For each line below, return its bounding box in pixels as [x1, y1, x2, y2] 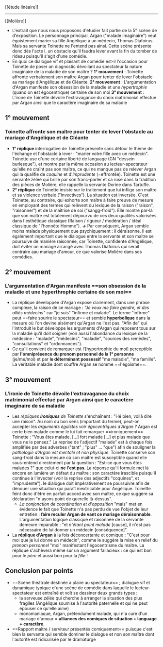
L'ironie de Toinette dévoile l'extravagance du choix [5, 390, 130, 397]
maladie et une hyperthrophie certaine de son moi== [5, 289, 132, 295]
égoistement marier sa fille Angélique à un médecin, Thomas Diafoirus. [12, 38, 154, 43]
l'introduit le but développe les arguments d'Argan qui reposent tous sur [12, 325, 156, 331]
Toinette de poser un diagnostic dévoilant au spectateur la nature [12, 64, 143, 69]
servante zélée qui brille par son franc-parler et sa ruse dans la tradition [12, 176, 156, 182]
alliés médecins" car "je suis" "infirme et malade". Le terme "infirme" [12, 310, 150, 316]
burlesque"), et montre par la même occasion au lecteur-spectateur [12, 161, 147, 167]
